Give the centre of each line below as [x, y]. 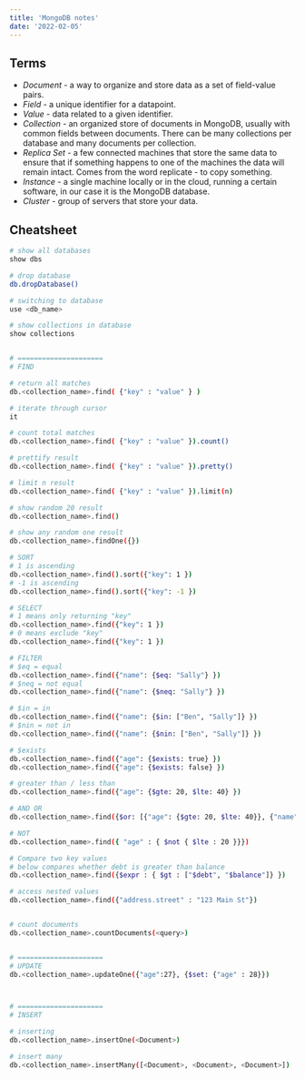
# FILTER [26, 658]
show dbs [26, 260]
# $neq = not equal [46, 684]
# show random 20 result [56, 508]
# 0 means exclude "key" [56, 634]
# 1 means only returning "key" [70, 616]
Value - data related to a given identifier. [98, 114]
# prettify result [44, 458]
